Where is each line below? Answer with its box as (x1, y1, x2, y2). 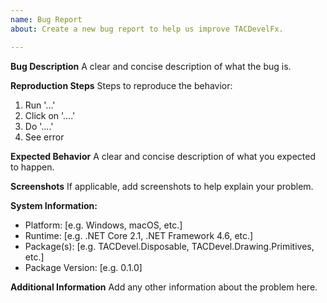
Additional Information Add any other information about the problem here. (10, 281, 318, 293)
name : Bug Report (10, 14, 83, 25)
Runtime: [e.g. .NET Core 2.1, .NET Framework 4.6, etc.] (24, 229, 254, 241)
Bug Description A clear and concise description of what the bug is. (10, 60, 292, 72)
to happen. (10, 161, 55, 173)
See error (24, 131, 65, 143)
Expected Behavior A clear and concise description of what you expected (10, 150, 316, 162)
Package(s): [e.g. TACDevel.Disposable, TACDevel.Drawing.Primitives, (24, 240, 315, 252)
